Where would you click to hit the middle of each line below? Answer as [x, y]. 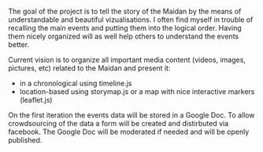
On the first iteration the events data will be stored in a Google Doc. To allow [131, 115]
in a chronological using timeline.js [76, 83]
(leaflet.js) [36, 100]
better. [19, 45]
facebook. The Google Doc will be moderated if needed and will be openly [129, 132]
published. [25, 140]
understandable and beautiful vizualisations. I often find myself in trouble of [131, 20]
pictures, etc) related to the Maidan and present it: [89, 68]
